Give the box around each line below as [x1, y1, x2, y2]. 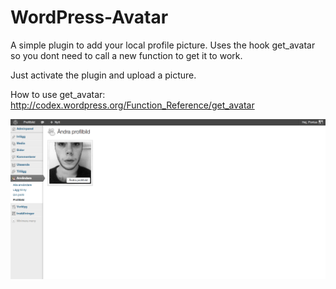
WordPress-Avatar [10, 6, 169, 29]
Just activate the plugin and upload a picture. [10, 69, 197, 81]
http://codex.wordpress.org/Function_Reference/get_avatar [10, 99, 255, 111]
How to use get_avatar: [10, 88, 106, 100]
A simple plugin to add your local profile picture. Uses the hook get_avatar [10, 39, 316, 51]
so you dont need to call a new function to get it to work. [10, 49, 243, 61]
